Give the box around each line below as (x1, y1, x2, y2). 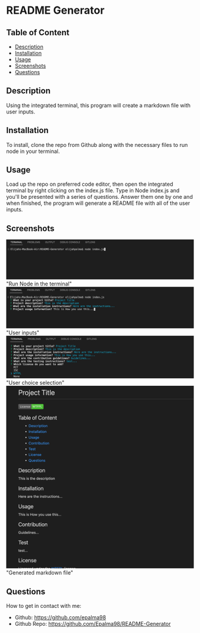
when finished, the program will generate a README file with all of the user (6, 199, 190, 207)
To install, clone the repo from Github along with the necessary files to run (6, 141, 188, 148)
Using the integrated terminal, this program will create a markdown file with (6, 102, 191, 109)
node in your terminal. (6, 148, 60, 155)
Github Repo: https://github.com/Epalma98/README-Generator (14, 620, 171, 628)
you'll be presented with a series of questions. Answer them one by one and (6, 193, 193, 201)
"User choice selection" (6, 379, 65, 386)
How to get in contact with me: (6, 603, 82, 610)
